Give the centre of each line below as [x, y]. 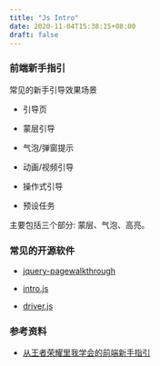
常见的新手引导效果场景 [53, 89]
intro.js [35, 288]
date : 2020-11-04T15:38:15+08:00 [73, 26]
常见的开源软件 [42, 251]
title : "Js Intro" [44, 18]
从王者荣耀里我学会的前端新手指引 [86, 353]
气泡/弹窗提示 [48, 147]
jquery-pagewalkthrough [69, 271]
